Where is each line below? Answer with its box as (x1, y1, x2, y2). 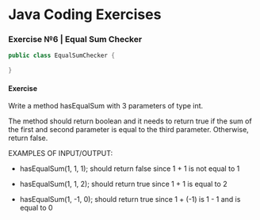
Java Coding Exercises (8, 6, 162, 24)
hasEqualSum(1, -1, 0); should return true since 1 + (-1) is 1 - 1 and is (19, 195, 241, 204)
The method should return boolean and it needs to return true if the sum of (8, 116, 252, 126)
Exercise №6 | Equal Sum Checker (8, 34, 143, 45)
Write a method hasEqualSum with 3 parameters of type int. (8, 101, 204, 111)
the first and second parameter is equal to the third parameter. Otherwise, (8, 125, 250, 135)
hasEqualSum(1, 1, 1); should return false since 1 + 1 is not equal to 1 (19, 164, 240, 173)
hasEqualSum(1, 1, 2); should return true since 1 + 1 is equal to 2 (19, 180, 227, 189)
